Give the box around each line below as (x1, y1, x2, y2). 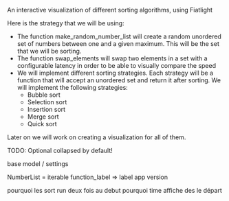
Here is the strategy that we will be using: (7, 19, 125, 27)
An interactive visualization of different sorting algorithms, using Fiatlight (7, 6, 213, 14)
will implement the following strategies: (17, 84, 129, 91)
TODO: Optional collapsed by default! (7, 147, 113, 154)
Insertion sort (27, 106, 66, 113)
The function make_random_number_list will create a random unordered (17, 32, 222, 40)
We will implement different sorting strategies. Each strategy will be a (17, 69, 213, 77)
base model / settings (7, 160, 69, 167)
